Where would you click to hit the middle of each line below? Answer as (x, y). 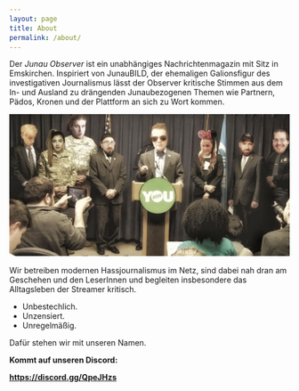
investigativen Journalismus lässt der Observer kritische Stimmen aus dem (146, 83)
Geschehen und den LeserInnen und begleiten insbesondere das (128, 280)
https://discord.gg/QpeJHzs (63, 377)
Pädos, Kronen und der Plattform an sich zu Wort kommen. (117, 102)
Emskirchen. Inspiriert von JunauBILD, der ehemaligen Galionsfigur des (140, 73)
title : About (33, 28)
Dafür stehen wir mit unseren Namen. (78, 342)
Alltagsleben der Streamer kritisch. (73, 289)
